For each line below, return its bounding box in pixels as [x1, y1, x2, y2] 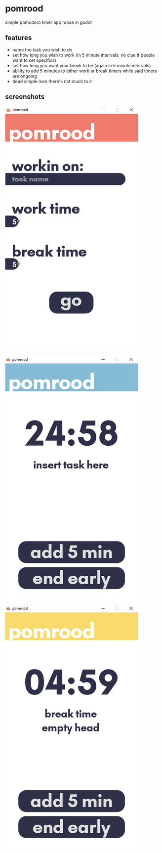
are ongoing [12, 73, 37, 79]
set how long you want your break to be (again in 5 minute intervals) [12, 62, 151, 68]
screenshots [5, 92, 45, 101]
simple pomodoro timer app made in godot [5, 19, 92, 25]
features [5, 34, 32, 42]
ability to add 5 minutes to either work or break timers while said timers [12, 68, 157, 74]
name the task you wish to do [12, 46, 73, 52]
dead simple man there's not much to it [12, 78, 92, 84]
